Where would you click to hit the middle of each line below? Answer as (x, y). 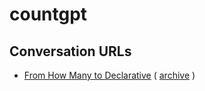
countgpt (48, 14)
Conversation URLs (70, 51)
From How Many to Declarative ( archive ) (109, 75)
